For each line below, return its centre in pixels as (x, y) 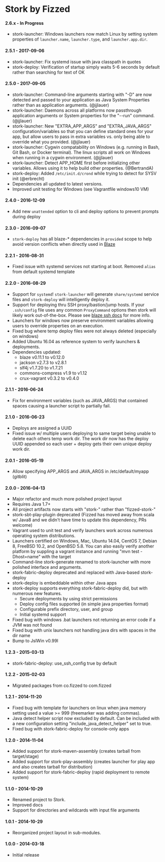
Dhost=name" (26, 557)
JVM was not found (32, 625)
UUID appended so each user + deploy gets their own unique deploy (82, 444)
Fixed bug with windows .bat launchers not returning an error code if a (84, 620)
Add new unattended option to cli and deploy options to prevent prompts (85, 211)
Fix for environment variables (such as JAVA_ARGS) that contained (80, 400)
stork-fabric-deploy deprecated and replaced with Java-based (76, 573)
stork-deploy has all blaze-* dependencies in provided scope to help (82, 239)
